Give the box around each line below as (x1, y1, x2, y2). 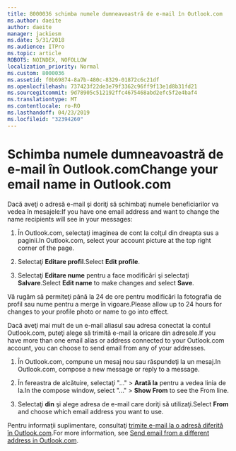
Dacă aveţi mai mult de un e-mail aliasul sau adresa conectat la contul (7, 321, 211, 329)
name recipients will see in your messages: (7, 215, 133, 223)
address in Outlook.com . (7, 436, 79, 445)
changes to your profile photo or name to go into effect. (7, 307, 170, 316)
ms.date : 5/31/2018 (7, 37, 65, 44)
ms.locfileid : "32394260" (7, 115, 83, 122)
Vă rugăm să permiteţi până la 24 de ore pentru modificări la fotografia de (7, 292, 222, 301)
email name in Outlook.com (7, 176, 172, 192)
